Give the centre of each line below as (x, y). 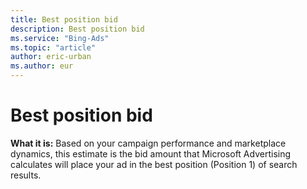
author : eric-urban (51, 57)
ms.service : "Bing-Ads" (60, 38)
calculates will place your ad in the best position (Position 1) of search (154, 164)
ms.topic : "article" (53, 47)
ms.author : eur (42, 66)
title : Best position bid (64, 19)
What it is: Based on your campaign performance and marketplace (148, 143)
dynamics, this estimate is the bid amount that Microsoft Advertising (151, 153)
